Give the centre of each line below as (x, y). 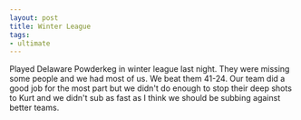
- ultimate (30, 43)
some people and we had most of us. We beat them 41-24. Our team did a (147, 79)
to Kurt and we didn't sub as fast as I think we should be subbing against (145, 98)
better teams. (34, 108)
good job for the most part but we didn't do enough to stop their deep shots (151, 88)
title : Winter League (50, 26)
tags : (19, 35)
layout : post (34, 18)
